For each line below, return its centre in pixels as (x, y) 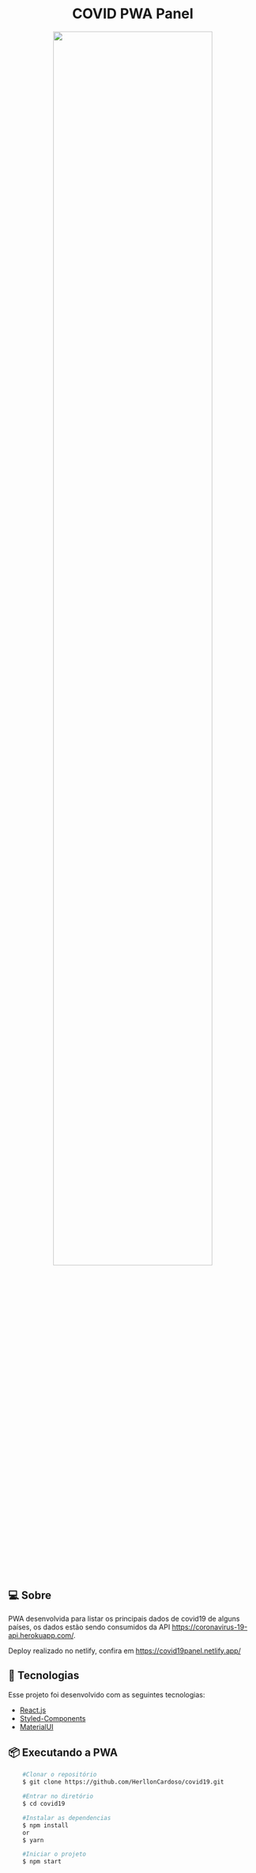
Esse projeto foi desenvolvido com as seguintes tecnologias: (107, 1694)
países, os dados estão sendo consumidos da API (89, 1627)
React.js (33, 1710)
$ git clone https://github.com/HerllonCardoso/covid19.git (123, 1782)
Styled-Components (53, 1718)
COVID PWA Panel (133, 14)
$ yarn (33, 1840)
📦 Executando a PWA (63, 1752)
